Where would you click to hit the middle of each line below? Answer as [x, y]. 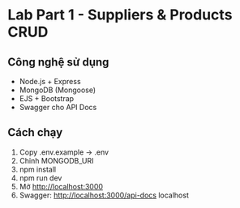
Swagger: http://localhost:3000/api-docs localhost [104, 195]
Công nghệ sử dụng [58, 62]
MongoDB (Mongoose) [58, 90]
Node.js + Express [50, 81]
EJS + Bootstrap [47, 98]
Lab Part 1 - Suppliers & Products [120, 15]
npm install [38, 169]
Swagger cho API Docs [58, 107]
